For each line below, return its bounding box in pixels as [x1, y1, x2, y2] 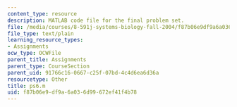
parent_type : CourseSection [7, 63, 90, 70]
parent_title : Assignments [7, 56, 87, 63]
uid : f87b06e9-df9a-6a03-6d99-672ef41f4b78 [7, 89, 138, 96]
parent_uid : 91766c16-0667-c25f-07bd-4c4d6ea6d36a [7, 69, 159, 76]
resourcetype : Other [7, 75, 68, 83]
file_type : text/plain [7, 30, 74, 37]
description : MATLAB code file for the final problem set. [7, 17, 185, 24]
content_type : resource [7, 10, 78, 18]
